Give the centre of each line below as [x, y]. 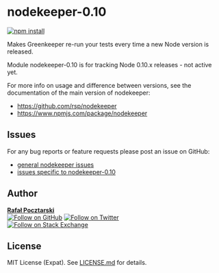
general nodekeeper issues [55, 165]
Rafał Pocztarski [31, 210]
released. [20, 51]
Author [22, 194]
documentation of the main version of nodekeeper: [79, 93]
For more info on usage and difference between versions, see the [99, 85]
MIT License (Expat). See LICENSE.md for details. [77, 263]
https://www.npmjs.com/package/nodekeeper [82, 113]
